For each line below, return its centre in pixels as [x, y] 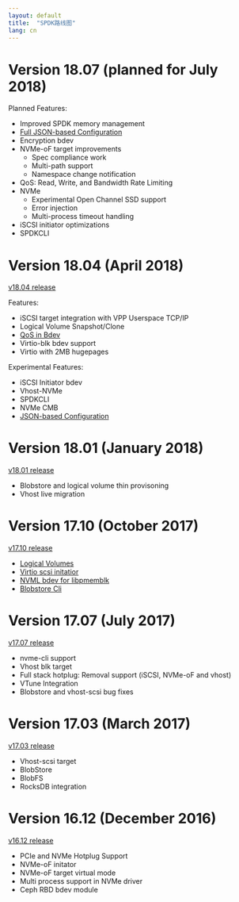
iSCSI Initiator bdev [51, 382]
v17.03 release [32, 746]
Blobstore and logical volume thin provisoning [94, 486]
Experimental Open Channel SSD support [99, 200]
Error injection [54, 208]
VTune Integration [49, 684]
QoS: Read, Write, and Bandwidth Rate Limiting [96, 182]
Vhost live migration [52, 494]
